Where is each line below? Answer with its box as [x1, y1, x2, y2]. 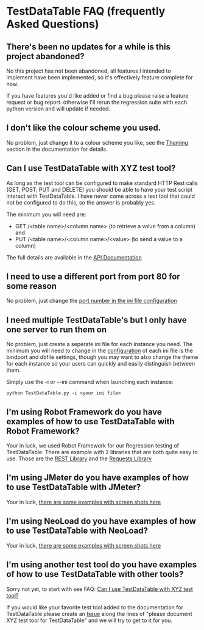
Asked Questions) [6, 17, 99, 31]
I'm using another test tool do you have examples [6, 560, 197, 570]
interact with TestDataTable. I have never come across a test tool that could [6, 192, 195, 200]
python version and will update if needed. [6, 105, 111, 112]
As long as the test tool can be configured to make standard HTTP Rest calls [6, 179, 198, 187]
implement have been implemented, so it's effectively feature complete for [6, 74, 193, 81]
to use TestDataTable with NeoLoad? [6, 526, 148, 536]
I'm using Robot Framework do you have [6, 407, 163, 417]
